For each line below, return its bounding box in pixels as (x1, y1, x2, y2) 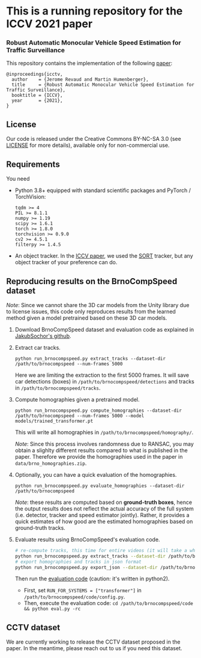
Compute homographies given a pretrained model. (14, 396, 140, 403)
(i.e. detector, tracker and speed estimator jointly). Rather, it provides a (14, 511, 190, 518)
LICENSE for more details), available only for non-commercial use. (6, 141, 170, 149)
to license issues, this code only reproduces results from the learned (6, 308, 176, 315)
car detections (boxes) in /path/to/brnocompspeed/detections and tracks (14, 377, 195, 385)
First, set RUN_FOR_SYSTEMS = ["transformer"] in (23, 587, 142, 594)
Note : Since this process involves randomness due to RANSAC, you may (14, 440, 194, 447)
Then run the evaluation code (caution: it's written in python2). (14, 575, 170, 582)
